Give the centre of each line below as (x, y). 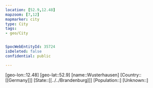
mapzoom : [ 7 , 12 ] (22, 15)
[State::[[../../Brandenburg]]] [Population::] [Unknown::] (91, 80)
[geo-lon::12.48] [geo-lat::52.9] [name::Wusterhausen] (62, 75)
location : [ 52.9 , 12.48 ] (30, 10)
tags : (11, 29)
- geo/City (17, 33)
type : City (17, 24)
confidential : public (28, 56)
